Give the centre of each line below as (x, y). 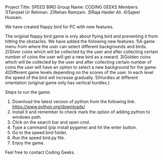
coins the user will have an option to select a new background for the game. (81, 67)
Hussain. (14, 17)
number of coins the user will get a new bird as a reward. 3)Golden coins (78, 57)
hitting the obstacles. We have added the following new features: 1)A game (80, 41)
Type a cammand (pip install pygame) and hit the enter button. (74, 127)
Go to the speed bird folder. (40, 133)
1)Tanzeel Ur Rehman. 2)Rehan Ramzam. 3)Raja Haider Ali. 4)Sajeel (72, 12)
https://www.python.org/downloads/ (48, 107)
